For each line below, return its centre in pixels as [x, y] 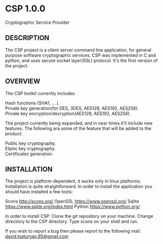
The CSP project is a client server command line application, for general [78, 50]
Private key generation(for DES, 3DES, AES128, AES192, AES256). [72, 108]
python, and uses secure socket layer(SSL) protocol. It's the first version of [81, 61]
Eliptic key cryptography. [30, 148]
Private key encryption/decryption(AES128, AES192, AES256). [68, 113]
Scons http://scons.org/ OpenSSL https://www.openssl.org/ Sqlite [72, 201]
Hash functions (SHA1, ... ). [33, 103]
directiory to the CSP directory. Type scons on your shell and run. [72, 222]
